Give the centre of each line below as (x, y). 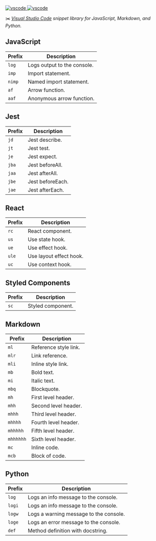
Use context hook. (50, 265)
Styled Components (38, 283)
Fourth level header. (55, 422)
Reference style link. (56, 347)
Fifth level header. (53, 431)
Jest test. (39, 148)
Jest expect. (43, 156)
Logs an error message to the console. (74, 522)
